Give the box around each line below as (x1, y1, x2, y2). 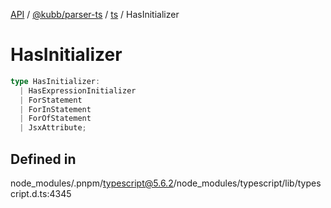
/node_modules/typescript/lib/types (173, 177, 322, 189)
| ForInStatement (19, 104, 92, 114)
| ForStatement (19, 95, 83, 105)
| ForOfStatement (19, 114, 92, 124)
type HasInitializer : (10, 76, 101, 86)
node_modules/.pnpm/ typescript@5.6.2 (10, 177, 174, 189)
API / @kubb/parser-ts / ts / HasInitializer (10, 9, 180, 20)
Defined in (10, 150, 77, 168)
